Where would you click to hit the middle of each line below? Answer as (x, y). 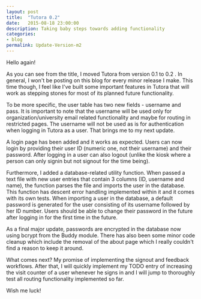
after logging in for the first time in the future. (62, 217)
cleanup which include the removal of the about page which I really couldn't (100, 241)
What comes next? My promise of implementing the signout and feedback (98, 259)
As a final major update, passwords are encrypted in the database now (94, 229)
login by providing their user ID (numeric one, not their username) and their (99, 148)
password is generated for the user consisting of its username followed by (98, 204)
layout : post (22, 12)
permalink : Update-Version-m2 (44, 46)
